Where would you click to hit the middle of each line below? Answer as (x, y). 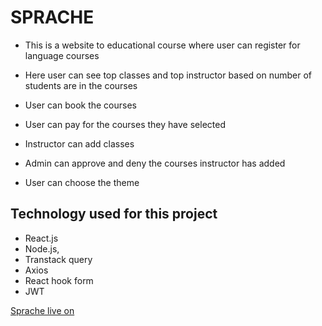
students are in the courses (81, 85)
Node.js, (42, 248)
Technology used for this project (114, 214)
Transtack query (58, 259)
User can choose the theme (82, 182)
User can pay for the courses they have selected (125, 124)
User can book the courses (81, 105)
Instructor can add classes (79, 143)
